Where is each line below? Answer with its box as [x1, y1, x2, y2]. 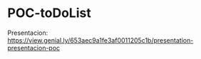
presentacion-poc [7, 43, 61, 52]
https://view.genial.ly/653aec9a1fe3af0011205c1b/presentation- [7, 36, 194, 44]
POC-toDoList [7, 5, 91, 21]
